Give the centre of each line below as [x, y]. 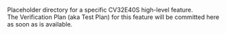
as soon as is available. [40, 24]
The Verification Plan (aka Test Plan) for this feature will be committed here [113, 17]
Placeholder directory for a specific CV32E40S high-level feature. [100, 10]
